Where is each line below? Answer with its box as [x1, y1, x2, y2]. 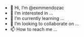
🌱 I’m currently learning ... [10, 15, 65, 21]
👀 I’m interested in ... [10, 10, 53, 16]
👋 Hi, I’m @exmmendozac [10, 5, 65, 10]
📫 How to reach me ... [10, 26, 58, 32]
